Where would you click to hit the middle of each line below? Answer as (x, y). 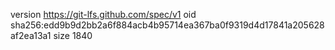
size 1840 (73, 35)
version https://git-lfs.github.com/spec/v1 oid (103, 14)
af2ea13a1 (31, 35)
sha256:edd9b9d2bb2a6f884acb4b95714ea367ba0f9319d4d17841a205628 (167, 25)
